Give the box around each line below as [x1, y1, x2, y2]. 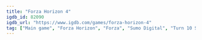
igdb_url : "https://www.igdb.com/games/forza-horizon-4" [6, 19, 152, 25]
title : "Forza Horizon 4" [6, 8, 71, 15]
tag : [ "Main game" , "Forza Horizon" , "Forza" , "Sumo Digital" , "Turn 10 [6, 25, 192, 31]
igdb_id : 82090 [6, 14, 44, 20]
